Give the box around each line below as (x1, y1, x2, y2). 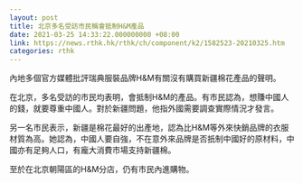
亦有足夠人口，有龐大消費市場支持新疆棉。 (16, 145, 176, 156)
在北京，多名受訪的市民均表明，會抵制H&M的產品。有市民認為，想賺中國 (9, 92, 282, 103)
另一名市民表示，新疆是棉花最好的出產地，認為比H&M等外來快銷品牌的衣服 (9, 123, 289, 133)
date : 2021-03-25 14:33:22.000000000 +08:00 (9, 30, 180, 39)
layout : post (9, 13, 59, 23)
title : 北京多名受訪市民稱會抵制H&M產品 (9, 22, 145, 31)
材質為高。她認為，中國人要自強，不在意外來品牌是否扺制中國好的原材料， (9, 133, 287, 144)
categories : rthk (9, 47, 75, 56)
